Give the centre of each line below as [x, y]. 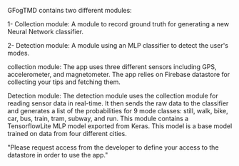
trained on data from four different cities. [67, 134]
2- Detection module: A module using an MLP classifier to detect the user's [118, 45]
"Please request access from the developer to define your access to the [113, 147]
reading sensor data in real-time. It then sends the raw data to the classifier [118, 103]
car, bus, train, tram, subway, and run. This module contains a [98, 118]
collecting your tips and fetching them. [64, 82]
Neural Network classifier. [46, 32]
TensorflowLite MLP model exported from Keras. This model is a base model [120, 126]
